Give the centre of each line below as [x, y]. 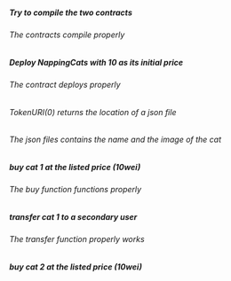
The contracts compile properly [67, 35]
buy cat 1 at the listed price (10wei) [75, 167]
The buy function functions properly [76, 190]
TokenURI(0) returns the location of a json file [93, 112]
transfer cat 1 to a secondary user [73, 216]
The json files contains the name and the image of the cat [115, 140]
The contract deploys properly [65, 84]
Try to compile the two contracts [71, 12]
